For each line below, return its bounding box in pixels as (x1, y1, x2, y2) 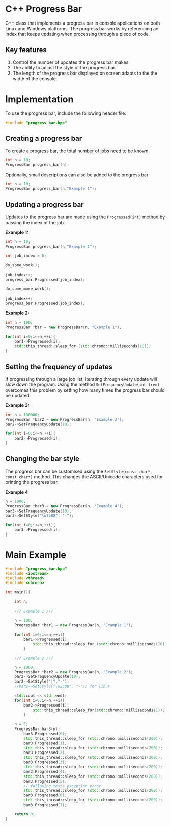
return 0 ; (14, 811, 36, 817)
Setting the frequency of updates (5, 362, 113, 371)
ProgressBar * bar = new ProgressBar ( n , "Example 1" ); (5, 325, 122, 330)
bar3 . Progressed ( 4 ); (23, 769, 67, 774)
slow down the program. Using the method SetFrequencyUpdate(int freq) (5, 381, 160, 387)
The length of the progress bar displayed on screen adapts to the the (12, 70, 158, 76)
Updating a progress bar (5, 200, 84, 209)
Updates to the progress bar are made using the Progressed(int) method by (5, 214, 165, 220)
